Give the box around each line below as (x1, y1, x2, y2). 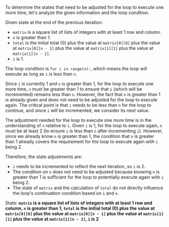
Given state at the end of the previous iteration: (5, 20, 103, 25)
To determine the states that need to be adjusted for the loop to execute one (5, 5, 164, 10)
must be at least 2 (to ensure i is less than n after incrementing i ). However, (5, 128, 163, 134)
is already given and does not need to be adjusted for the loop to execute (5, 97, 158, 103)
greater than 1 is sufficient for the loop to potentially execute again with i (12, 174, 164, 180)
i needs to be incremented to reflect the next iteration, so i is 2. (12, 164, 146, 169)
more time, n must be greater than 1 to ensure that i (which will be (5, 86, 142, 92)
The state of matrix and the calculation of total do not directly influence (12, 185, 163, 191)
